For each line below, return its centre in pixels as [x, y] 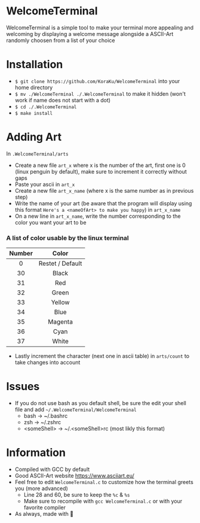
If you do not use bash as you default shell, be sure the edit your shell [101, 403]
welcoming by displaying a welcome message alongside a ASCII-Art [90, 34]
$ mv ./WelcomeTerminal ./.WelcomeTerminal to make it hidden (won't [100, 93]
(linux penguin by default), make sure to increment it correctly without [101, 171]
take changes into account [47, 363]
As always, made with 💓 [44, 513]
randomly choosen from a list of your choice [61, 40]
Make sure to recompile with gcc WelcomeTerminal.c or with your [103, 501]
